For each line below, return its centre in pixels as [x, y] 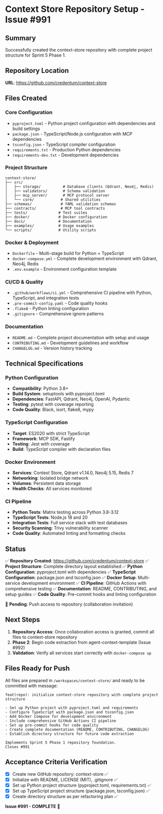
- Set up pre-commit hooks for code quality [52, 725]
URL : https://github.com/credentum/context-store [56, 82]
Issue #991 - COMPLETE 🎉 [33, 806]
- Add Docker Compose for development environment [58, 716]
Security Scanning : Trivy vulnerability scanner [60, 528]
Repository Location [37, 71]
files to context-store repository [45, 637]
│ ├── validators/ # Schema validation [55, 191]
